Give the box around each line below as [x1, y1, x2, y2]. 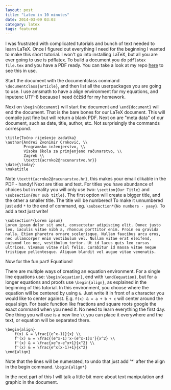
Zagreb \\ [23, 153, 44, 158]
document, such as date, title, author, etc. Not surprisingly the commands [5, 120, 160, 126]
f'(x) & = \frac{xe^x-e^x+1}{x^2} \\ [14, 340, 95, 346]
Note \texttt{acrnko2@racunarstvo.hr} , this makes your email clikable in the [5, 176, 166, 182]
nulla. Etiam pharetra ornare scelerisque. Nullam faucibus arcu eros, [5, 232, 161, 237]
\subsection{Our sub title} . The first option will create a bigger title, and [5, 192, 161, 198]
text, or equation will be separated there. [5, 317, 91, 324]
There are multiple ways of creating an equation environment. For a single [5, 268, 161, 274]
